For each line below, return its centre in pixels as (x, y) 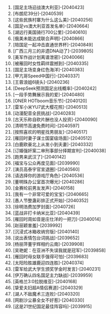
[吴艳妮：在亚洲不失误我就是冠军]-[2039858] (59, 250)
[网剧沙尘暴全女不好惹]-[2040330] (49, 300)
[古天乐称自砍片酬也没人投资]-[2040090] (55, 119)
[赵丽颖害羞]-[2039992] (38, 225)
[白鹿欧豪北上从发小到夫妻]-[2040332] (53, 144)
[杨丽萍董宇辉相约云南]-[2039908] (48, 244)
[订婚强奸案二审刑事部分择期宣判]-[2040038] (59, 151)
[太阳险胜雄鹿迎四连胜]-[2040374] (48, 263)
